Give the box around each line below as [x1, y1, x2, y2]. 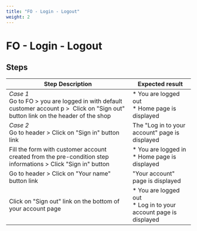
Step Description [43, 80, 92, 88]
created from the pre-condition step [9, 153, 109, 161]
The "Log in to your [133, 121, 186, 129]
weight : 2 [6, 14, 30, 20]
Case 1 [9, 89, 29, 98]
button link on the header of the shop [9, 112, 111, 120]
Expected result [137, 80, 183, 88]
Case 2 [9, 121, 29, 129]
